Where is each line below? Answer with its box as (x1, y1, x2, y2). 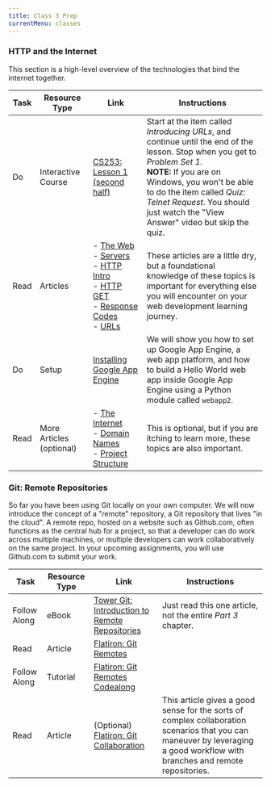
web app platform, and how (146, 354, 251, 365)
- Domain (92, 427, 130, 438)
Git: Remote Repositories (8, 482, 108, 493)
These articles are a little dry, (146, 249, 256, 261)
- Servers (92, 249, 131, 261)
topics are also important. (146, 442, 244, 454)
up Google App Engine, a (146, 344, 241, 355)
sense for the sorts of (161, 705, 244, 716)
